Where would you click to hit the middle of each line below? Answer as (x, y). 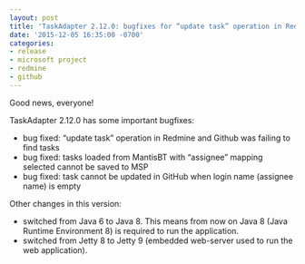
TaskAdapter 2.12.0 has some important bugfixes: (102, 120)
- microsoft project (49, 60)
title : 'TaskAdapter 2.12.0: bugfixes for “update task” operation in (146, 26)
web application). (55, 249)
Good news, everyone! (52, 103)
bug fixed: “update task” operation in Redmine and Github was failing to (156, 138)
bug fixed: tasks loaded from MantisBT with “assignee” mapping (143, 157)
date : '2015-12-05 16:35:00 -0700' (77, 34)
